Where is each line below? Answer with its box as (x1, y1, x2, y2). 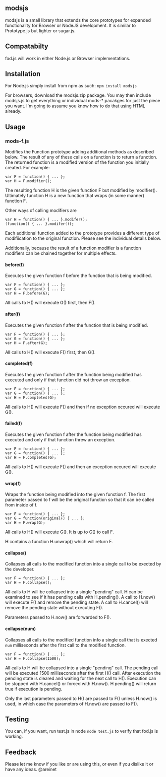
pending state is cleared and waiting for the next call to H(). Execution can (5, 675, 157, 681)
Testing (5, 715, 29, 723)
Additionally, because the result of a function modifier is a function (5, 245, 141, 251)
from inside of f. (5, 502, 38, 508)
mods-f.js (5, 138, 29, 144)
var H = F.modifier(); (5, 179, 52, 184)
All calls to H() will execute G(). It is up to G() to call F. (5, 529, 114, 535)
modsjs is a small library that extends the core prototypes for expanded (5, 17, 151, 23)
